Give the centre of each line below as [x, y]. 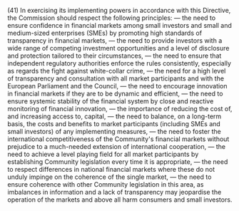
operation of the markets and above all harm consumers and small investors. [120, 200]
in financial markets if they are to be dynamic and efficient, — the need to [115, 93]
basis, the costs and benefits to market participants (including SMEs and [114, 124]
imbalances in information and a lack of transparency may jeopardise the [115, 192]
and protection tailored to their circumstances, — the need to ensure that [115, 56]
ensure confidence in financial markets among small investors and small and [119, 25]
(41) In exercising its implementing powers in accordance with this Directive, [119, 10]
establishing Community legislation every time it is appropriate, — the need [118, 162]
